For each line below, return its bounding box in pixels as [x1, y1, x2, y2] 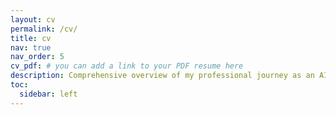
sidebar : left [19, 89, 78, 99]
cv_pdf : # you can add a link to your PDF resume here [10, 61, 244, 71]
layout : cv [10, 14, 56, 25]
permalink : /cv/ [10, 24, 78, 34]
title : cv [10, 33, 52, 43]
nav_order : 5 [10, 52, 65, 62]
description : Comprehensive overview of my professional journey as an [10, 71, 315, 81]
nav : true [10, 42, 52, 53]
